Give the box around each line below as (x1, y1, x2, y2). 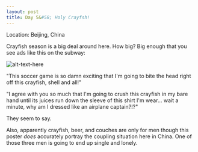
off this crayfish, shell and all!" (6, 79, 82, 86)
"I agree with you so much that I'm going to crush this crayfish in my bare (6, 90, 188, 97)
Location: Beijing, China (6, 31, 65, 38)
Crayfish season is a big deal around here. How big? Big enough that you (6, 43, 188, 50)
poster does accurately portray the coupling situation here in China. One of (6, 133, 193, 140)
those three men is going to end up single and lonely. (6, 139, 138, 146)
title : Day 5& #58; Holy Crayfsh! (6, 14, 90, 20)
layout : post (6, 8, 39, 15)
